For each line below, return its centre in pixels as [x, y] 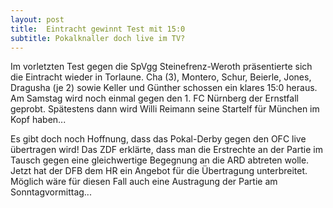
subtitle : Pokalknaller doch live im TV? [98, 38]
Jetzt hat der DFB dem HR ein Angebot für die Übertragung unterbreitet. [159, 171]
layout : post [37, 19]
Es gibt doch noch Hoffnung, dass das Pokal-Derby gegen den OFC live [158, 139]
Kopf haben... [38, 120]
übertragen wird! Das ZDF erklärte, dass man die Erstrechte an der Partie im [166, 150]
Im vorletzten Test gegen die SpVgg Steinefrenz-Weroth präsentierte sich [161, 67]
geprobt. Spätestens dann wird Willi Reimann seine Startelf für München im [165, 109]
